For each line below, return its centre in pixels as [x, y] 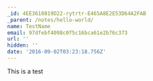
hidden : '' [23, 45]
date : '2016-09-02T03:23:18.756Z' [57, 52]
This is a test [25, 71]
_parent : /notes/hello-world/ [51, 20]
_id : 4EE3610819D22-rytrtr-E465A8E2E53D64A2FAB [77, 13]
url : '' [18, 39]
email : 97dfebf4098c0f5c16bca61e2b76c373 [68, 33]
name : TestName [29, 26]
